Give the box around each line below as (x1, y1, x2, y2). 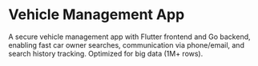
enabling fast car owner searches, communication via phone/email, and (8, 40, 244, 49)
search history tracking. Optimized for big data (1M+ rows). (8, 49, 204, 58)
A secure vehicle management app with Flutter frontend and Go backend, (8, 32, 251, 41)
